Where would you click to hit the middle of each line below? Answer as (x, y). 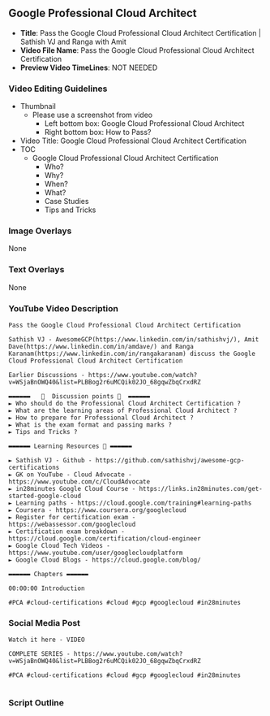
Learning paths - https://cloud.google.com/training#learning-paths (134, 503)
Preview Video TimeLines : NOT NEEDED (89, 67)
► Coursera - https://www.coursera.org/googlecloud (97, 510)
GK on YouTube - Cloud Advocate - (74, 475)
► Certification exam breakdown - (67, 532)
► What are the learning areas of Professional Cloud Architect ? (123, 410)
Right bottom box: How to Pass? (98, 132)
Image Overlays (40, 231)
